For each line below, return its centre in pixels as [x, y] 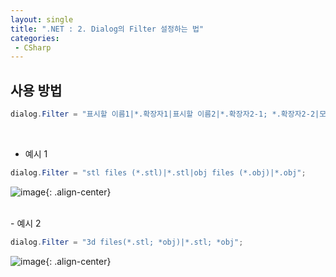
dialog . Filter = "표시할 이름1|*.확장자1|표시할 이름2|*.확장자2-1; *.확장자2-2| [165, 114]
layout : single [42, 19]
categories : [35, 38]
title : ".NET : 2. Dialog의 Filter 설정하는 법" [107, 29]
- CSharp [33, 47]
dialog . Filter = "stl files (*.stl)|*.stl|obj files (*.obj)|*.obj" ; [158, 172]
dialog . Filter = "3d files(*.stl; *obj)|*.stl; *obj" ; [127, 242]
